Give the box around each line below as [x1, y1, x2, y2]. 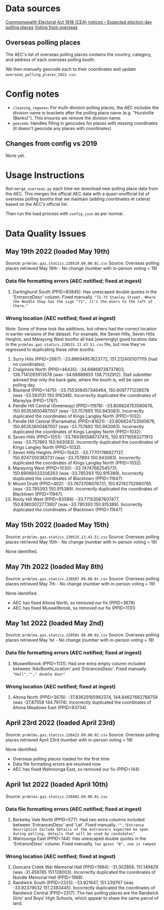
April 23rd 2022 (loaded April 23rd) [5, 719, 116, 727]
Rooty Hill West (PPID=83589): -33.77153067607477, [12, 497, 120, 502]
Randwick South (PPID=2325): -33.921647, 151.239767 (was [12, 880, 134, 886]
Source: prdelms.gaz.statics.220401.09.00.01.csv [5, 793, 108, 799]
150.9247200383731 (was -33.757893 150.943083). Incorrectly [12, 455, 141, 461]
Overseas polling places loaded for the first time [12, 756, 110, 761]
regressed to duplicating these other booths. [5, 347, 95, 352]
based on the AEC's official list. [5, 201, 68, 207]
